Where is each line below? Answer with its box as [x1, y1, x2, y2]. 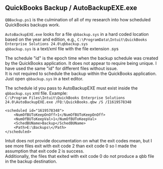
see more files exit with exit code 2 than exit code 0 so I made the [5, 143, 137, 149]
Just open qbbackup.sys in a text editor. [5, 76, 84, 81]
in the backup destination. [5, 158, 57, 164]
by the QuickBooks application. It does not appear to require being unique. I [5, 60, 157, 66]
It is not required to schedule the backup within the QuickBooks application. [5, 70, 157, 77]
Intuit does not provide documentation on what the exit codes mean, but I [5, 138, 152, 143]
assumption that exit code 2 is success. [5, 148, 84, 154]
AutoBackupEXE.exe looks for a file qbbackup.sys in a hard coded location [5, 31, 149, 37]
